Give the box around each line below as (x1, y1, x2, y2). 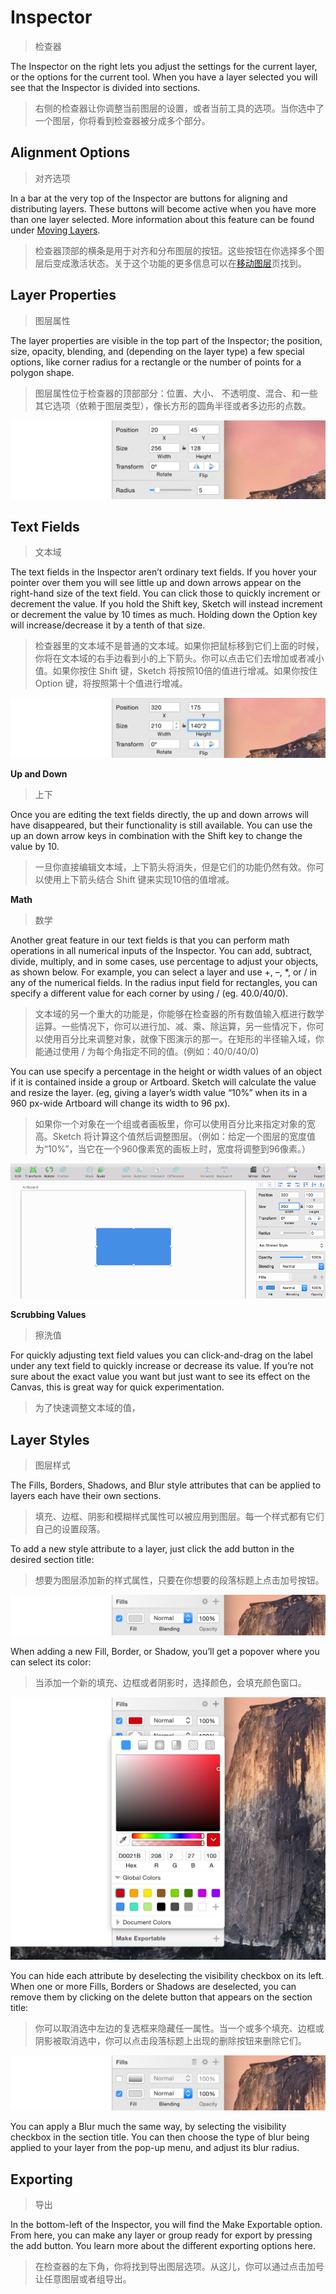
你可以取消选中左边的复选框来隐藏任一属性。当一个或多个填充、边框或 (34, 2022, 325, 2034)
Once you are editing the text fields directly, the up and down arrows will (10, 808, 310, 820)
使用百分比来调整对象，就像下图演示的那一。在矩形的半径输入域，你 (43, 1032, 325, 1045)
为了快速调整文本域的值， (34, 1402, 141, 1414)
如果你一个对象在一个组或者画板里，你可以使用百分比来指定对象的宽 (34, 1117, 316, 1130)
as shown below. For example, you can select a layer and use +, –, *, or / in (10, 966, 318, 978)
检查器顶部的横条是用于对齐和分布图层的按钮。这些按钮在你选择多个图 (34, 244, 325, 256)
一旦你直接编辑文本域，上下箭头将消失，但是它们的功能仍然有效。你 (34, 861, 316, 873)
